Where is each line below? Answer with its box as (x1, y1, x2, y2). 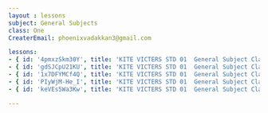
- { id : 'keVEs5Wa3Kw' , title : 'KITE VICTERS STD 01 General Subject (8, 85, 248, 93)
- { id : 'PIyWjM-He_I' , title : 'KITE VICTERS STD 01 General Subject (8, 77, 248, 86)
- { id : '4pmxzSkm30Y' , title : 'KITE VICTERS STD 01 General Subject (8, 56, 248, 64)
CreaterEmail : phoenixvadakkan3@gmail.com (8, 33, 152, 42)
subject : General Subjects (8, 19, 98, 27)
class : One (8, 26, 45, 34)
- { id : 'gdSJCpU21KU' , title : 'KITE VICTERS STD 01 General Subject (8, 63, 248, 72)
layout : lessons (8, 11, 66, 20)
